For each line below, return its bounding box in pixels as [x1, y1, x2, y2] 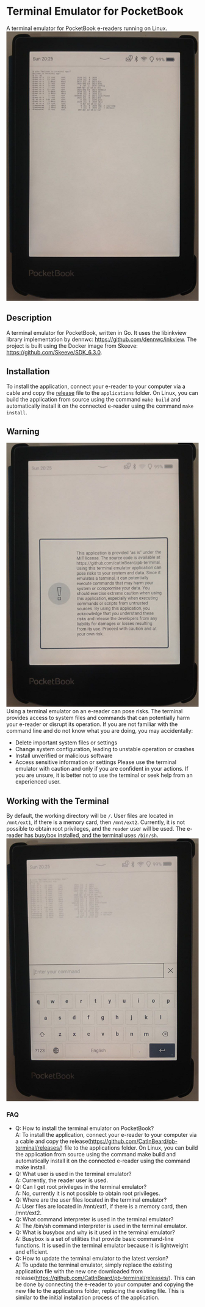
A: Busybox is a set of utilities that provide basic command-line [15, 1235, 174, 1242]
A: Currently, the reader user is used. [15, 1177, 109, 1184]
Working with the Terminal [6, 796, 109, 806]
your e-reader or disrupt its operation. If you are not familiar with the [6, 721, 178, 728]
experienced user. [15, 778, 61, 785]
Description [6, 313, 52, 323]
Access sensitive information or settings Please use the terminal [15, 758, 177, 766]
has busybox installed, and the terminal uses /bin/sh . [24, 831, 159, 839]
